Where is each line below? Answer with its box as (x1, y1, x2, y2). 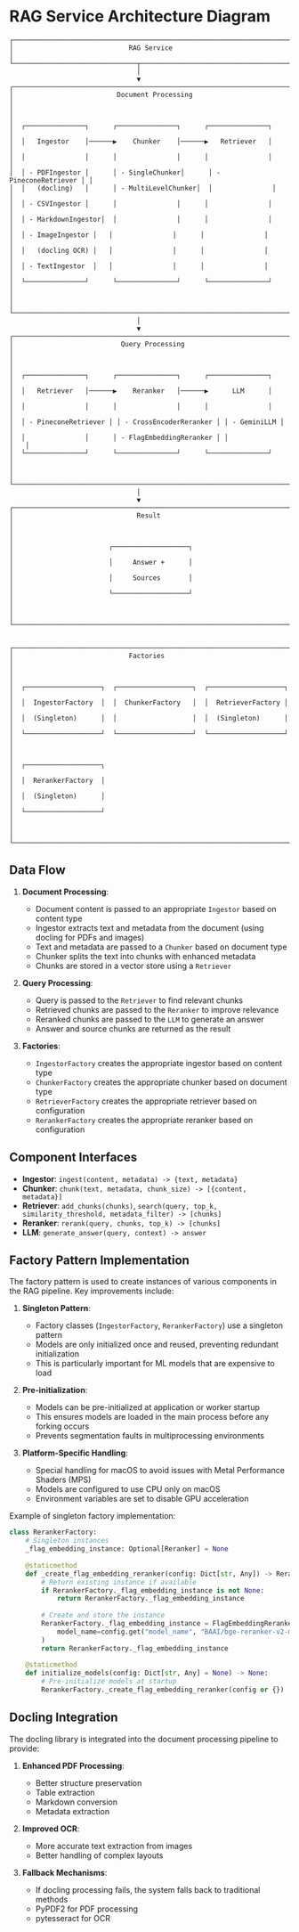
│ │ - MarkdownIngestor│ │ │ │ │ (9, 215, 273, 224)
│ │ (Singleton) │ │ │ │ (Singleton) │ (9, 713, 289, 722)
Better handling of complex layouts (35, 1850, 164, 1861)
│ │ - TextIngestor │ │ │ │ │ (9, 261, 269, 271)
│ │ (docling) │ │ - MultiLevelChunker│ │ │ (9, 183, 277, 192)
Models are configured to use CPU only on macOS (35, 1484, 221, 1495)
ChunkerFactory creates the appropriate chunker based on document (35, 1076, 287, 1088)
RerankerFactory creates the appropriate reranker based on (35, 1114, 254, 1125)
